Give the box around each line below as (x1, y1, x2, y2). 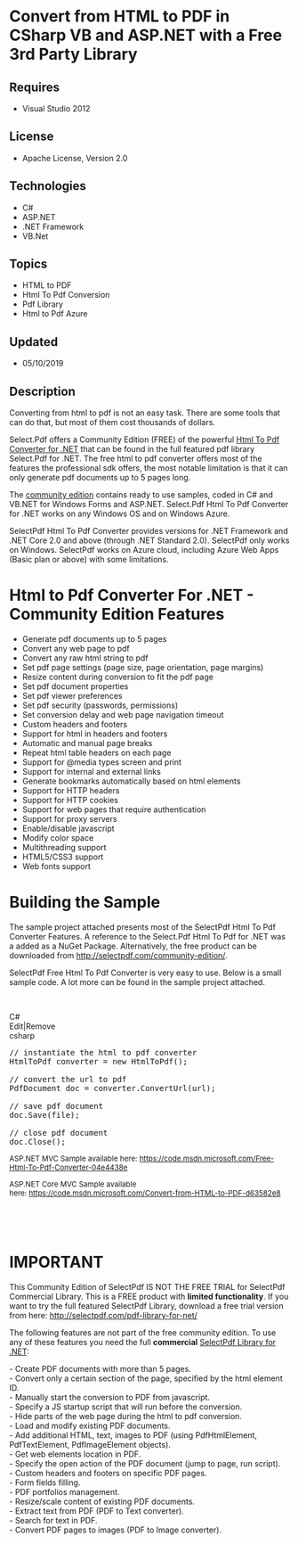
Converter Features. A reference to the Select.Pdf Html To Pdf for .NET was (9, 931, 286, 941)
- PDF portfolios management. (9, 1486, 120, 1497)
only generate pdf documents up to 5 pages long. (9, 472, 191, 483)
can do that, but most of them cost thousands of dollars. (9, 417, 216, 428)
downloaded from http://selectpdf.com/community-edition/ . (9, 949, 229, 960)
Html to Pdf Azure (21, 308, 88, 319)
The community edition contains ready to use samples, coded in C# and (9, 489, 273, 500)
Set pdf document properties (21, 681, 129, 692)
